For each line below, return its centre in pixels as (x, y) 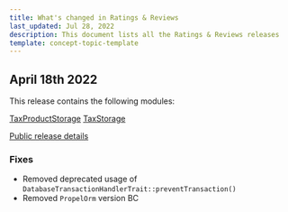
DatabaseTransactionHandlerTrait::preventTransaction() (129, 189)
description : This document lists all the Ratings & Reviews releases (144, 34)
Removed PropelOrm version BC (81, 198)
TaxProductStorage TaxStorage (67, 119)
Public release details (49, 136)
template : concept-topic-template (74, 43)
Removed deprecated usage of (80, 179)
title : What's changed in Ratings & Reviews (94, 18)
